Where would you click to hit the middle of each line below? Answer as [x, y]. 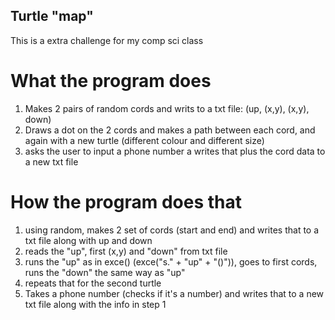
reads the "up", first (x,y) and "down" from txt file [126, 251]
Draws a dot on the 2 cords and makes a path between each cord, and [170, 130]
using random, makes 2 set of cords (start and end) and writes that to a [172, 230]
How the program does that [126, 201]
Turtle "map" [52, 16]
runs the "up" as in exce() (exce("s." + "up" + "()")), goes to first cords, [171, 261]
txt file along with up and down [88, 240]
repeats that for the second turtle [93, 283]
